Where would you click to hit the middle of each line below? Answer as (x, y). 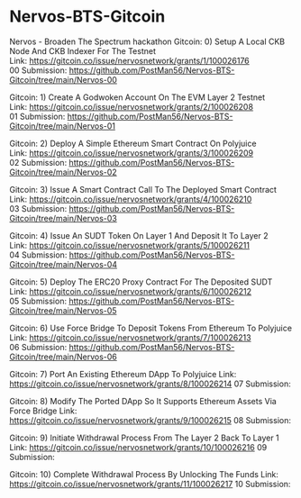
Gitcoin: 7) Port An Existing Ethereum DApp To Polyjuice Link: (123, 374)
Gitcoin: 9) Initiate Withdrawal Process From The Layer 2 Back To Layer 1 (144, 438)
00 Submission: (38, 70)
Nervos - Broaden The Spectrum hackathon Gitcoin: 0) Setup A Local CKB (147, 41)
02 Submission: (38, 162)
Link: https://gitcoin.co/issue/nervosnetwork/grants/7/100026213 (130, 337)
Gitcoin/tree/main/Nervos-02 (63, 172)
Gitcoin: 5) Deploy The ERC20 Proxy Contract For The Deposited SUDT (141, 282)
